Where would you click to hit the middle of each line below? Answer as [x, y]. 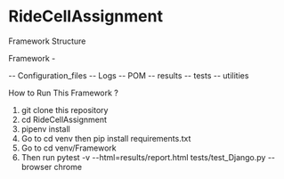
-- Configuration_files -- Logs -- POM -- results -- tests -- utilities [129, 75]
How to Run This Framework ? [64, 93]
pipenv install [45, 129]
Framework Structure [47, 41]
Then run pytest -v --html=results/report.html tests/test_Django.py [143, 157]
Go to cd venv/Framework [69, 148]
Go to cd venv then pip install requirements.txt [106, 138]
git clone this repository [65, 110]
